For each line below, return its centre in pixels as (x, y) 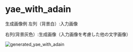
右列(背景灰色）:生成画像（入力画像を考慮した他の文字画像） (68, 34)
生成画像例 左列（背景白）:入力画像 (41, 23)
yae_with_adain (38, 9)
